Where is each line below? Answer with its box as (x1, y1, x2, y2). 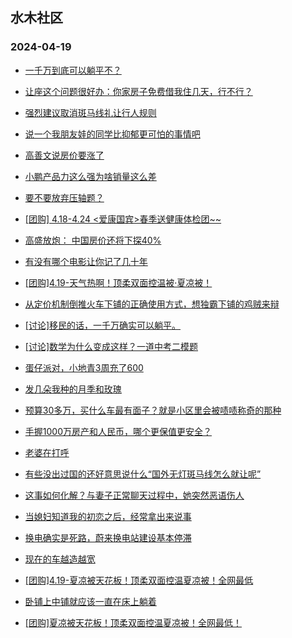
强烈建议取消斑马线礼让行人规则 (24, 106, 157, 118)
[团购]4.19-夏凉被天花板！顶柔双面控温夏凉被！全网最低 (24, 574, 254, 586)
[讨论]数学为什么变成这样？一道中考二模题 (24, 340, 199, 352)
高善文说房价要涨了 (24, 149, 105, 161)
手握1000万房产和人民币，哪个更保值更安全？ (24, 425, 212, 437)
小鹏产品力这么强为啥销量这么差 (24, 170, 157, 182)
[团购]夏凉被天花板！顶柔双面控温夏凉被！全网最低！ (24, 616, 243, 628)
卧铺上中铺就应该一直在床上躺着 (24, 595, 157, 607)
